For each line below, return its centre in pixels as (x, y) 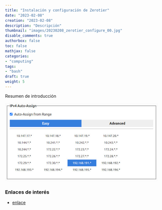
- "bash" (14, 72)
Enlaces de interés (27, 192)
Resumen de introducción (31, 96)
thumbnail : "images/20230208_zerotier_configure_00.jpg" (64, 31)
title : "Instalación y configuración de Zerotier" (57, 10)
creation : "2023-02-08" (29, 20)
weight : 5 (15, 82)
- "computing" (19, 61)
